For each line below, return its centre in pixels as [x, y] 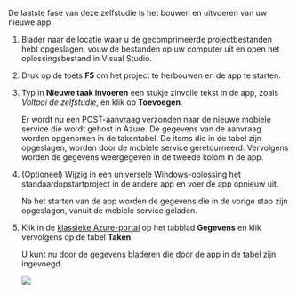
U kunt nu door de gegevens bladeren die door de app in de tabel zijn [148, 254]
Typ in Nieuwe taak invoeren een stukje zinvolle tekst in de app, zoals [150, 93]
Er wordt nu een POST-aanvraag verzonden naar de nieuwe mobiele [146, 119]
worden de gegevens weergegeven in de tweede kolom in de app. [142, 157]
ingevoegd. [42, 264]
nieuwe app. [31, 22]
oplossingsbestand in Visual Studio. [87, 58]
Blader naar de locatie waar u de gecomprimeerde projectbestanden [147, 40]
